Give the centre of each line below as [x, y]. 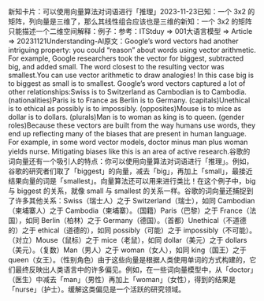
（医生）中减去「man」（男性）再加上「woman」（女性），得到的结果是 [122, 279]
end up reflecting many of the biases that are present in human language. [127, 134]
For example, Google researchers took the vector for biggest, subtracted [126, 58]
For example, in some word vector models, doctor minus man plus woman [128, 142]
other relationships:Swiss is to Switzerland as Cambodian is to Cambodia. [127, 92]
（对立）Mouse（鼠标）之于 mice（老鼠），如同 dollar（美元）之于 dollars [128, 240]
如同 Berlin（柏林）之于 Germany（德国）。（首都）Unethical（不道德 [136, 220]
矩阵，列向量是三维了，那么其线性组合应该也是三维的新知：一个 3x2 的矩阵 [130, 21]
